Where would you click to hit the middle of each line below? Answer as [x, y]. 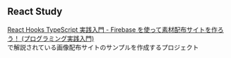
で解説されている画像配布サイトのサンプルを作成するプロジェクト [103, 47]
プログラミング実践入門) [59, 38]
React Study [35, 12]
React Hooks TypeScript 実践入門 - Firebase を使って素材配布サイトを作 [112, 29]
